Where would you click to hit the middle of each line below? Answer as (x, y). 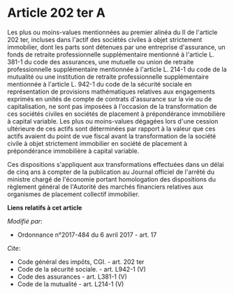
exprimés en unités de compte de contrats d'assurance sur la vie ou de (110, 98)
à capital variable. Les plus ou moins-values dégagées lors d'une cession (113, 121)
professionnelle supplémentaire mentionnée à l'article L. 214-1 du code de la (117, 69)
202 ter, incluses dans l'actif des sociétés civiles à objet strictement (105, 39)
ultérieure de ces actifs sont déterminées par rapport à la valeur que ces (111, 128)
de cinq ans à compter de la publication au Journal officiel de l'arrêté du (111, 172)
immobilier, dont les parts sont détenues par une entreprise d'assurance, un (116, 47)
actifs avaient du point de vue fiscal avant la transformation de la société (112, 136)
